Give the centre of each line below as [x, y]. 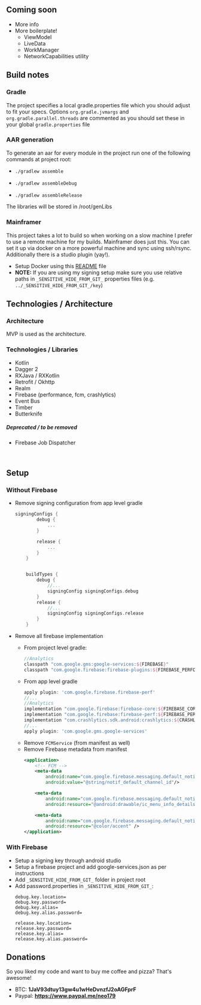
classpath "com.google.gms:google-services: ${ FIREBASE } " [96, 664]
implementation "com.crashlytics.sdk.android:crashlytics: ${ [101, 720]
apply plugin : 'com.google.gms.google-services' [86, 731]
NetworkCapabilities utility [56, 56]
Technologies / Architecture [60, 304]
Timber [24, 407]
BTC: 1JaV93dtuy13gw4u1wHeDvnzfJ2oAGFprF [75, 989]
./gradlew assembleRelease [48, 195]
